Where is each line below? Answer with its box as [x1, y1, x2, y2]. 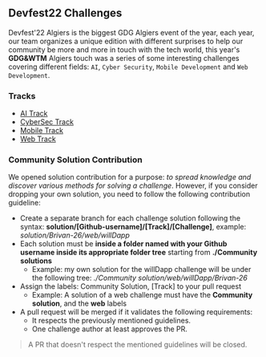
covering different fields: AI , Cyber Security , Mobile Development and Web [8, 62, 248, 71]
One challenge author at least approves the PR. [31, 324, 188, 334]
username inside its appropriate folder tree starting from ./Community [19, 248, 258, 258]
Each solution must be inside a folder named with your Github [19, 239, 228, 249]
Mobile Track [19, 126, 64, 136]
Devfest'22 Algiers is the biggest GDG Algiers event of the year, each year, [8, 27, 255, 37]
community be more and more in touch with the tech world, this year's [8, 44, 240, 55]
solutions [19, 256, 52, 266]
